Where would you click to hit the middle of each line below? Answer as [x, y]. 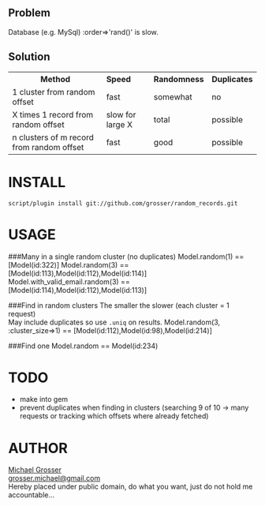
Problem [30, 13]
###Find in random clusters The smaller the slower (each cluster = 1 [119, 305]
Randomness [179, 79]
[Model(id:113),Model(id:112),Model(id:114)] [78, 273]
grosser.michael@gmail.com [54, 478]
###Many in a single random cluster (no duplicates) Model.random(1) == [126, 257]
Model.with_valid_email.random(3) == [69, 281]
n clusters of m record [53, 137]
